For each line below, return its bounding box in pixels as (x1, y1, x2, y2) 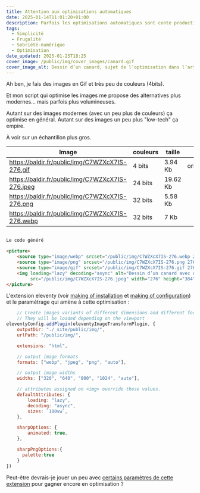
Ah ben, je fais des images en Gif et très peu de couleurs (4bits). (6, 80, 165, 88)
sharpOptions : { (17, 425, 58, 430)
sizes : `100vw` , (27, 408, 68, 414)
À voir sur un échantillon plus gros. (6, 134, 92, 141)
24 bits (133, 179, 153, 188)
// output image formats (17, 354, 79, 360)
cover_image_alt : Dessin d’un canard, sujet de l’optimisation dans (6, 64, 180, 70)
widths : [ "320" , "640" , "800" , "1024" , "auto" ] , (17, 376, 140, 382)
